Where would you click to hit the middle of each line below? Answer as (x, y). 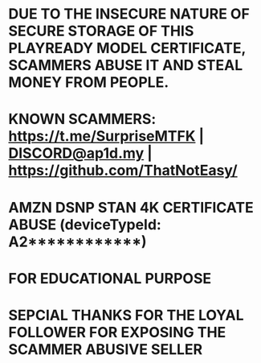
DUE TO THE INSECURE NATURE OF (129, 14)
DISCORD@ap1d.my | (80, 153)
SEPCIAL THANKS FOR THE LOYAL (126, 315)
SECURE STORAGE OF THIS (101, 31)
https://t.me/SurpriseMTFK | (106, 136)
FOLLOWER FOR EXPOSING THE (117, 332)
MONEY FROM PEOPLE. (89, 82)
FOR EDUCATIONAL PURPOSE (110, 278)
